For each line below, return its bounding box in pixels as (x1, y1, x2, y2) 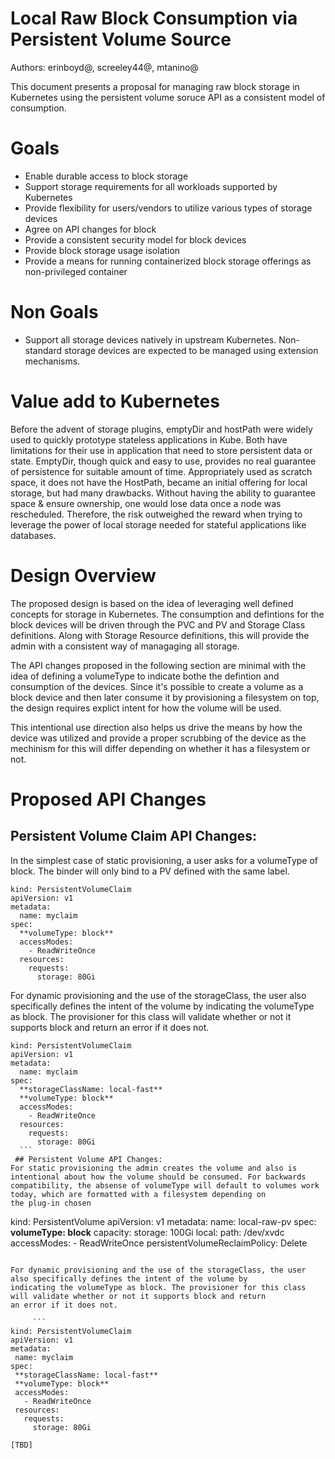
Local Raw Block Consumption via (10, 7, 298, 30)
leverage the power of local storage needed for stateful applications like (10, 518, 307, 531)
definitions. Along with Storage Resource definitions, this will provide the (10, 629, 310, 641)
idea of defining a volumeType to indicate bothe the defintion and (10, 670, 280, 682)
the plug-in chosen (10, 1198, 92, 1208)
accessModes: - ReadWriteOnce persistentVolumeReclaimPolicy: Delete (10, 1237, 308, 1249)
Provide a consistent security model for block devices (24, 233, 247, 246)
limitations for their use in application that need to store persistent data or (10, 444, 313, 456)
